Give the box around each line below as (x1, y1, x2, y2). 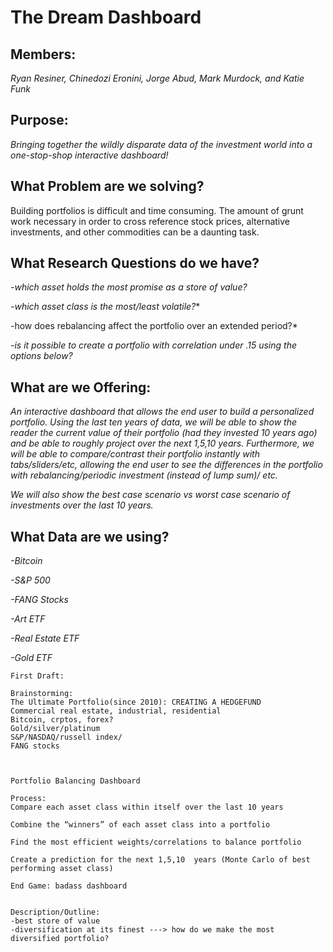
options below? (10, 350, 73, 362)
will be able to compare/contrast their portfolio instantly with (10, 448, 260, 460)
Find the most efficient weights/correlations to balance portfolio (10, 837, 302, 848)
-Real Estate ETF (10, 632, 80, 645)
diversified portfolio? (10, 934, 110, 944)
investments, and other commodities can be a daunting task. (10, 226, 260, 238)
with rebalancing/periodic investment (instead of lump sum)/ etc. (10, 469, 278, 481)
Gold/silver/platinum (10, 724, 101, 734)
